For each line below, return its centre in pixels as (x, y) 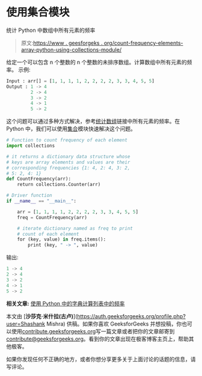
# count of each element (48, 234)
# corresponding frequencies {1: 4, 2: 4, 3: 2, (68, 168)
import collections (31, 146)
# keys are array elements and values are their (68, 162)
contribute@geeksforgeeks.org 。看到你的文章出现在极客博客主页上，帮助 (98, 339)
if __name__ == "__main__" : (41, 201)
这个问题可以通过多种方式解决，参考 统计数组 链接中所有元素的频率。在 (93, 122)
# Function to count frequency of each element (67, 140)
